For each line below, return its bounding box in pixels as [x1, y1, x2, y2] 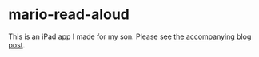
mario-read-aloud [8, 6, 129, 24]
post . [8, 40, 26, 49]
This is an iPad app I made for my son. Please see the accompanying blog [8, 32, 252, 41]
